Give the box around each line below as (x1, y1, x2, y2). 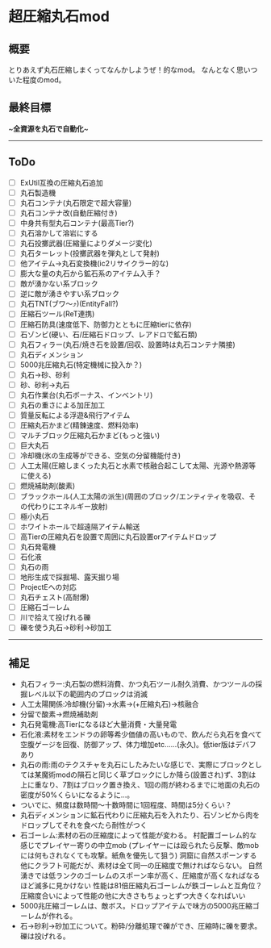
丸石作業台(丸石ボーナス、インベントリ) (19, 390, 153, 399)
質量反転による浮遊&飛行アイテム (19, 411, 131, 420)
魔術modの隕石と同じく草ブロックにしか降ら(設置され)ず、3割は (41, 770, 256, 779)
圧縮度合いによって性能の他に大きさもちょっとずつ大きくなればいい (19, 891, 246, 900)
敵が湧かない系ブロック (19, 279, 98, 289)
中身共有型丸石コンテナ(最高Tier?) (19, 218, 135, 228)
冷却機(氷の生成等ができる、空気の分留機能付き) (19, 451, 181, 461)
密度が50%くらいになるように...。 (19, 790, 135, 800)
